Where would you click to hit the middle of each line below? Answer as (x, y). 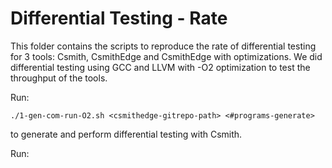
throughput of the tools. (59, 78)
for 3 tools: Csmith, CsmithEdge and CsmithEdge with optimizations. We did (166, 56)
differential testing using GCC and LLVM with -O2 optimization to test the (160, 67)
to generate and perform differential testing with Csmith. (126, 134)
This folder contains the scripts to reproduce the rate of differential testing (163, 46)
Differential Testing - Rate (119, 18)
